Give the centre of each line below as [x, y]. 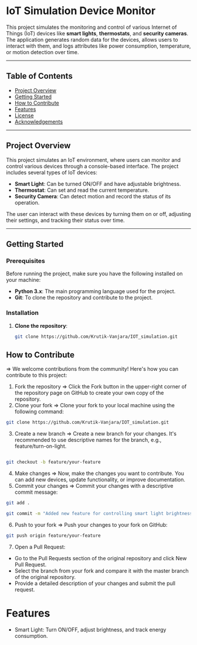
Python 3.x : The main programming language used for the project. [95, 291]
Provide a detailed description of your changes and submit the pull [95, 583]
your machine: [23, 280]
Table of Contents [40, 76]
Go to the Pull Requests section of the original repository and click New [101, 558]
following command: [39, 412]
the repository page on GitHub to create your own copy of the [89, 393]
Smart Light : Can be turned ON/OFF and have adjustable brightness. [98, 184]
